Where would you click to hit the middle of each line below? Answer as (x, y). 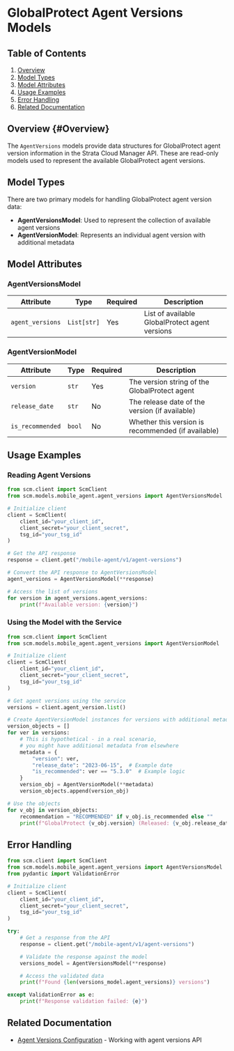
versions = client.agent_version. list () (67, 707)
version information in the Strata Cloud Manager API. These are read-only (113, 153)
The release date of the (167, 402)
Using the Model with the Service (64, 623)
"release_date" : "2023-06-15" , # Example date (102, 765)
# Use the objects (34, 803)
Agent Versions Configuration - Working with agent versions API (109, 1040)
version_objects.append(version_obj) (75, 791)
